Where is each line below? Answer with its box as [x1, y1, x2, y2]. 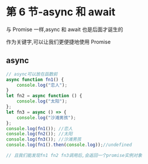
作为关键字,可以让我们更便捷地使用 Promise [6, 38, 111, 45]
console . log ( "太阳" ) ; [16, 98, 68, 104]
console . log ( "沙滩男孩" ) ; [16, 115, 76, 121]
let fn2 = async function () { [6, 93, 82, 99]
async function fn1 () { [6, 77, 64, 83]
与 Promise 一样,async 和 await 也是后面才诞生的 [6, 26, 123, 33]
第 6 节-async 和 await [6, 5, 116, 19]
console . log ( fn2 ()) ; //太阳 [6, 131, 73, 137]
